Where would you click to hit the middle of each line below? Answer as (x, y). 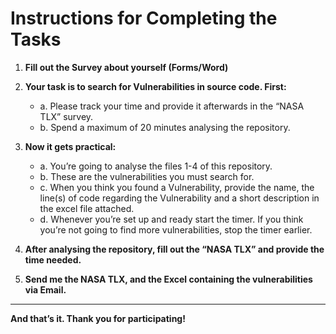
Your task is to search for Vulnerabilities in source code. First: (155, 86)
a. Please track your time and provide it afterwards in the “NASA (172, 106)
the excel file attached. (87, 208)
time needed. (53, 259)
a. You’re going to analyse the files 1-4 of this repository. (156, 166)
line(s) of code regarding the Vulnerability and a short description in (179, 198)
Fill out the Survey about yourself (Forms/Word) (126, 67)
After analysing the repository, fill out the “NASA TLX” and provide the (174, 249)
